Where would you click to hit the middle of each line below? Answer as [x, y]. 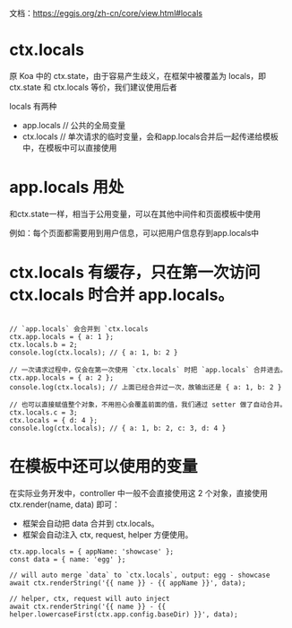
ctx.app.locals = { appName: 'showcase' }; [92, 551]
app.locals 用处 [67, 188]
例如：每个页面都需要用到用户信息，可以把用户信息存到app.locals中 [134, 232]
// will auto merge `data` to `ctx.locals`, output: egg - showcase [140, 575]
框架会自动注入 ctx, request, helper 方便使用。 [107, 534]
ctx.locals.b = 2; [43, 345]
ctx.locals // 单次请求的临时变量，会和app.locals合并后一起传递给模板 [150, 136]
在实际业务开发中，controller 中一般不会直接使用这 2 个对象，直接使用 [139, 493]
